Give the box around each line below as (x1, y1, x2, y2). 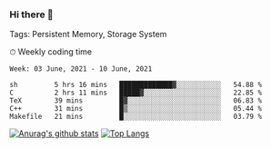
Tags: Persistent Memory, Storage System (9, 29, 167, 40)
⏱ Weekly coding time (9, 46, 93, 57)
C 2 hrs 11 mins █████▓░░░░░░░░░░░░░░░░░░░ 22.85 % (9, 88, 262, 98)
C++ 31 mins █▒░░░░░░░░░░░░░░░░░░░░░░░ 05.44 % (9, 104, 262, 113)
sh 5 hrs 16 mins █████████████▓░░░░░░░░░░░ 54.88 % (9, 81, 262, 90)
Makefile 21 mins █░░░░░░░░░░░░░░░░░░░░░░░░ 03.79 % (9, 113, 262, 122)
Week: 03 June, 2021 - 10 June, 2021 (9, 64, 153, 74)
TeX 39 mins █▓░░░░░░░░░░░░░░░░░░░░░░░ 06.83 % (9, 96, 262, 105)
